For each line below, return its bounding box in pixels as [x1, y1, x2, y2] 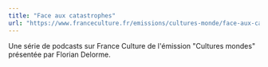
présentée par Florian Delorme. [8, 49, 111, 59]
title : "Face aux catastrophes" [8, 11, 116, 20]
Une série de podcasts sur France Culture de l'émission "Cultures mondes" [8, 41, 256, 50]
